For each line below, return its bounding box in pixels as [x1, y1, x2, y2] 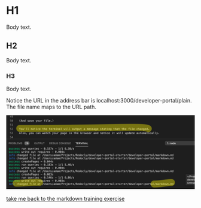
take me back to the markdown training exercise [6, 195, 125, 203]
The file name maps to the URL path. [6, 103, 97, 111]
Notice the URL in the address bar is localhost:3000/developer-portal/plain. [6, 97, 193, 104]
